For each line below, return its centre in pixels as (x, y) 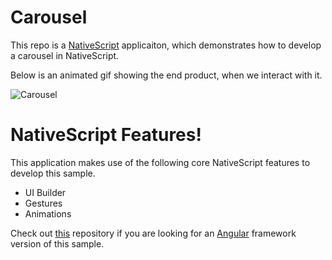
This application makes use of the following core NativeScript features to (160, 162)
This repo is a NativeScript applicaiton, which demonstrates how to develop (166, 45)
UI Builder (45, 192)
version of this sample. (57, 243)
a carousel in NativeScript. (65, 55)
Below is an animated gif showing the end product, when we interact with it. (166, 75)
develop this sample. (53, 173)
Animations (48, 213)
